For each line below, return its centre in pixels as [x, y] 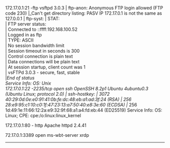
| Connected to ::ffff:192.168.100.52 [41, 29]
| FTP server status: [26, 24]
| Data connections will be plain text [42, 62]
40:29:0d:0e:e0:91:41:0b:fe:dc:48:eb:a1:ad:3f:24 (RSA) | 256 [68, 99]
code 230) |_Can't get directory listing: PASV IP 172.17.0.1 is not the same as [84, 13]
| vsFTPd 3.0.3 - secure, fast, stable [42, 72]
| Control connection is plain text [39, 56]
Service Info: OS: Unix [28, 83]
